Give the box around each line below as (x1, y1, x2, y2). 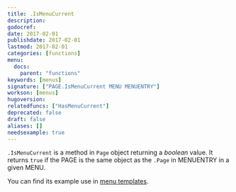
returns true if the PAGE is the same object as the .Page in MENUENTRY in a (7, 156, 230, 164)
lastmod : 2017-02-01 (7, 43, 69, 50)
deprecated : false (7, 109, 62, 116)
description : (7, 17, 46, 24)
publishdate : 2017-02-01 (7, 37, 81, 44)
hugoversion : (7, 96, 46, 103)
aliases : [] (7, 122, 43, 130)
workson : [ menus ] (7, 89, 59, 96)
